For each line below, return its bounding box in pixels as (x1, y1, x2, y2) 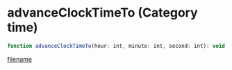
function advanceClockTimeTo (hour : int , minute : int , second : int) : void (7, 42, 226, 49)
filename (7, 55, 33, 63)
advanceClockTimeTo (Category (7, 5, 198, 21)
